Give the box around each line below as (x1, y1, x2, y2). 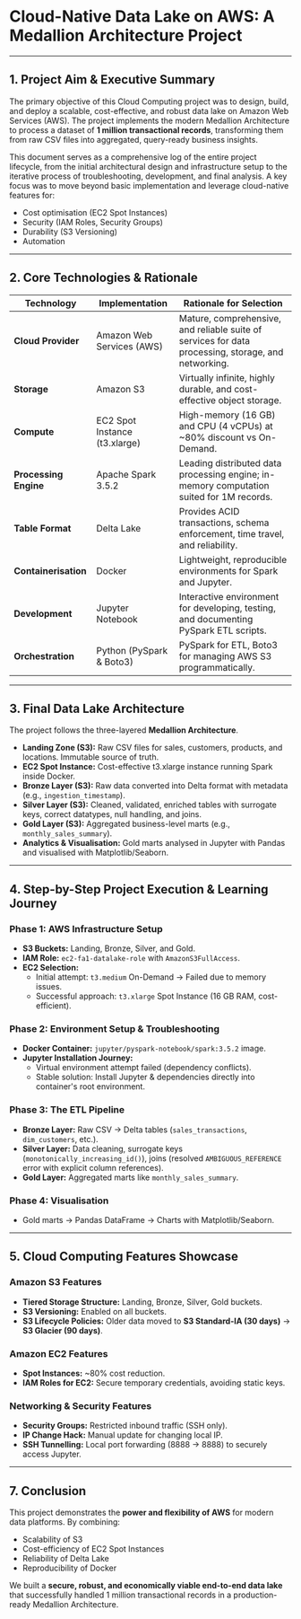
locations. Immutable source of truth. (21, 752, 159, 762)
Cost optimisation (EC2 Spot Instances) (21, 207, 168, 217)
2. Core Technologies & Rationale (9, 270, 199, 286)
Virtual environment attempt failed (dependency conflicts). (35, 1062, 253, 1073)
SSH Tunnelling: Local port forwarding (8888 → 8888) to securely (21, 1439, 268, 1450)
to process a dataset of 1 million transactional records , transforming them (9, 124, 284, 136)
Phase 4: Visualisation (9, 1194, 109, 1207)
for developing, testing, (178, 602, 276, 614)
